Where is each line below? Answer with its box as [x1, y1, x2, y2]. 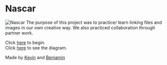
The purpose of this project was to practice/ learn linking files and [26, 19, 162, 25]
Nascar [5, 3, 36, 14]
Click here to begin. [5, 39, 46, 45]
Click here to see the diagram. [5, 45, 67, 51]
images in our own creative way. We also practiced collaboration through [5, 24, 155, 30]
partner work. [5, 30, 33, 36]
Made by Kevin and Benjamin [5, 54, 65, 60]
